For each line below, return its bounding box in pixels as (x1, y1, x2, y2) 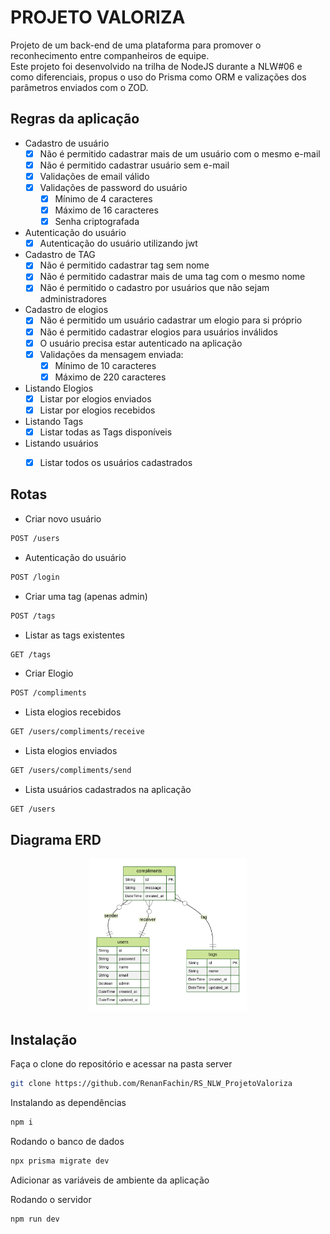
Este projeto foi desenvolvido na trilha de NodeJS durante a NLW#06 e (10, 60, 303, 72)
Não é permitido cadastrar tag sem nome (39, 259, 210, 271)
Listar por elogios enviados (39, 392, 152, 405)
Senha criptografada (54, 216, 140, 228)
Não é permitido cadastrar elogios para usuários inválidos (39, 326, 278, 338)
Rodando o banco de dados (10, 1135, 125, 1147)
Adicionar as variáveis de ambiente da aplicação (10, 1174, 210, 1186)
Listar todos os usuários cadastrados (39, 457, 193, 468)
